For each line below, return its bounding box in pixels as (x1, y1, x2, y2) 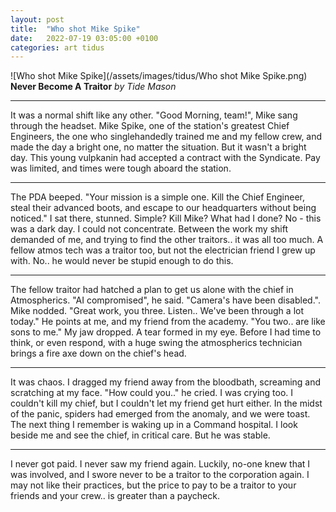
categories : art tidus (10, 42, 105, 53)
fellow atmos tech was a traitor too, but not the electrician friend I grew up (10, 244, 316, 256)
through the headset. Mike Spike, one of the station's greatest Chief (10, 120, 290, 132)
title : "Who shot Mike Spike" (10, 24, 141, 34)
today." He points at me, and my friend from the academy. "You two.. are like (10, 316, 326, 328)
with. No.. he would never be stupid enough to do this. (10, 255, 234, 267)
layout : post (10, 14, 65, 25)
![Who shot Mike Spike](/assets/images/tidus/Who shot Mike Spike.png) (10, 70, 308, 82)
